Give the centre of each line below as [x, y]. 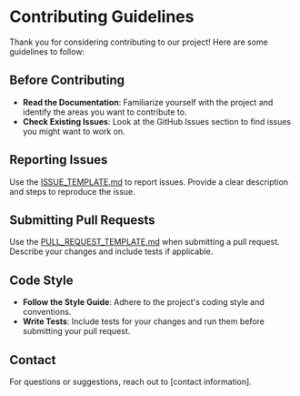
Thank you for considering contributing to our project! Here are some [139, 42]
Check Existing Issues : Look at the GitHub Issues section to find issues [157, 121]
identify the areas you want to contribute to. [105, 112]
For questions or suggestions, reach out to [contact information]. [130, 381]
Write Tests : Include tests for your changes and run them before [144, 321]
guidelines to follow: [47, 51]
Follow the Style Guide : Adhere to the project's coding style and [144, 302]
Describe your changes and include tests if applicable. [111, 251]
